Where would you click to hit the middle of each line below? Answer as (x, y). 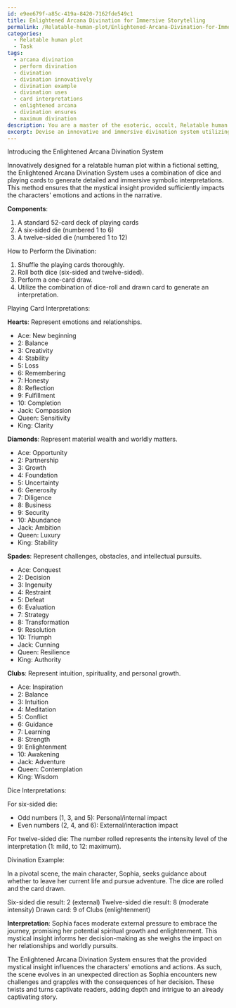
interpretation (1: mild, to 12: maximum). (64, 847)
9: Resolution (37, 630)
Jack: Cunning (38, 645)
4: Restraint (34, 592)
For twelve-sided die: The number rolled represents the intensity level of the (117, 839)
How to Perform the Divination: (52, 251)
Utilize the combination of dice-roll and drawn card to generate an (113, 287)
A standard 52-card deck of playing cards (78, 223)
